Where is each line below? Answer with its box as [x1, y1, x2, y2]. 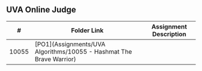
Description [152, 30, 186, 38]
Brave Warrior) [34, 55, 76, 63]
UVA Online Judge [6, 5, 76, 15]
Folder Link [71, 26, 104, 35]
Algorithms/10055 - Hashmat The [34, 47, 132, 55]
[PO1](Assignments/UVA [34, 40, 106, 48]
